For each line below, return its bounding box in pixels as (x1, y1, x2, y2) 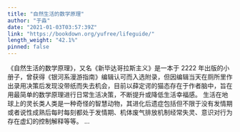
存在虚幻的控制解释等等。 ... (7, 117, 91, 125)
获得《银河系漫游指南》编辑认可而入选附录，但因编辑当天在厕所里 (31, 72, 226, 81)
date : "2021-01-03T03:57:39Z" (7, 23, 98, 31)
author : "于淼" (7, 17, 51, 24)
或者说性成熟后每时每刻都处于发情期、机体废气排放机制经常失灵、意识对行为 (7, 108, 233, 116)
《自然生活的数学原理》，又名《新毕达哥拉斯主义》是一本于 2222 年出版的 (7, 64, 224, 72)
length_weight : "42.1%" (7, 37, 79, 44)
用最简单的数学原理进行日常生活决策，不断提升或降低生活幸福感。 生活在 (7, 90, 222, 99)
